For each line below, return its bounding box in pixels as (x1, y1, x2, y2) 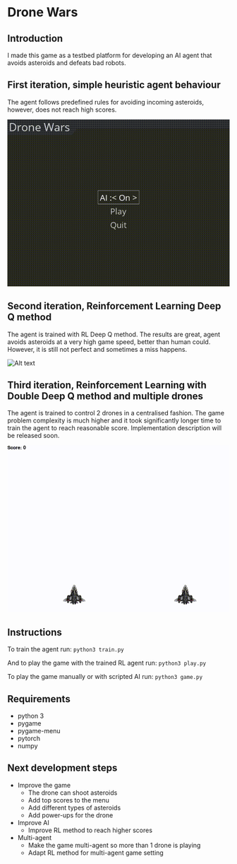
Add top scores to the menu (28, 795, 109, 804)
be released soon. (7, 432, 60, 440)
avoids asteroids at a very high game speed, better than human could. (7, 337, 211, 346)
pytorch (17, 734, 41, 742)
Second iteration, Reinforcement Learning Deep (7, 300, 221, 312)
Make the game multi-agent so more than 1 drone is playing (28, 841, 201, 849)
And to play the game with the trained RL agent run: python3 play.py (7, 658, 207, 668)
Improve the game (17, 781, 71, 789)
